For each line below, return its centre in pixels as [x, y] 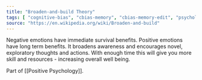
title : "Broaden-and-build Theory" [51, 12]
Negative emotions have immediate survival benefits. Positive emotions [95, 40]
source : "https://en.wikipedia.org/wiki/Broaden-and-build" [83, 23]
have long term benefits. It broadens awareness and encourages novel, [94, 46]
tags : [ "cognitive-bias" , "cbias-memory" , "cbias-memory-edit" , [90, 17]
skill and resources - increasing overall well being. [68, 59]
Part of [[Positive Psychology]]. [45, 71]
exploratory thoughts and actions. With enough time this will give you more [99, 53]
